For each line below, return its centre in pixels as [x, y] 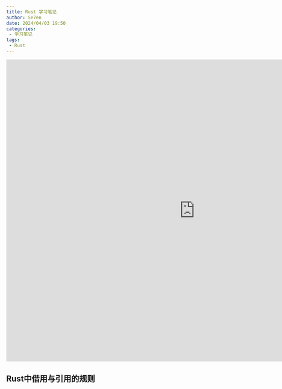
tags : [13, 40]
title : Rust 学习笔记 [32, 12]
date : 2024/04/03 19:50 [36, 23]
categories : [21, 29]
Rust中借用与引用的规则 [51, 379]
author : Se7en [24, 18]
